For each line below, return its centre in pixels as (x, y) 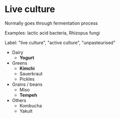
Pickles (27, 79)
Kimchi (27, 68)
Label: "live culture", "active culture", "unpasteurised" (60, 42)
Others (19, 100)
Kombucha (31, 105)
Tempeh (28, 95)
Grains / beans (27, 84)
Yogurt (27, 57)
